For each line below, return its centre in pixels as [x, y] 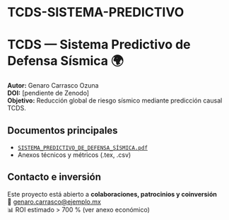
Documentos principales [63, 131]
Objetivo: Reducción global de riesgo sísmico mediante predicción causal [115, 100]
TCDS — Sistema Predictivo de [99, 45]
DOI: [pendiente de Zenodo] [48, 93]
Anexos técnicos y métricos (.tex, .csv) [74, 155]
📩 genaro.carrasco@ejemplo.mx [54, 202]
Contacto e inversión [54, 177]
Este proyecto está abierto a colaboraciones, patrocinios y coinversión [112, 194]
